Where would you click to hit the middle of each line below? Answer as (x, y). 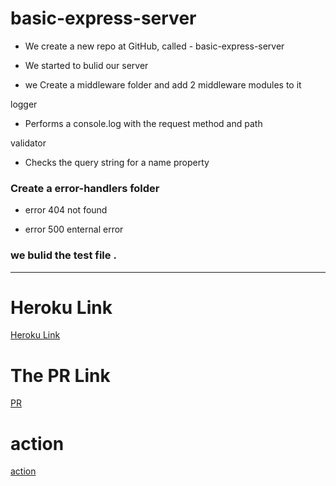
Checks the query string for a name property (117, 162)
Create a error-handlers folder (85, 188)
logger (24, 104)
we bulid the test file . (63, 255)
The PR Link (60, 375)
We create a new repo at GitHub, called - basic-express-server (154, 46)
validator (28, 143)
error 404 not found (66, 210)
